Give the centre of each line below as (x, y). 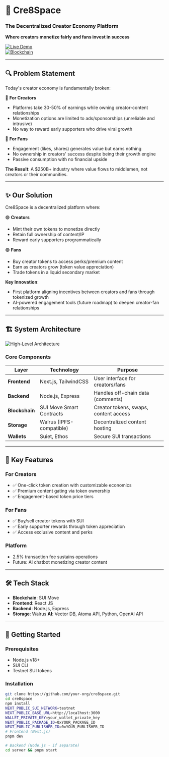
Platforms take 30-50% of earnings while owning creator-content (80, 107)
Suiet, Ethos (54, 437)
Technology (64, 370)
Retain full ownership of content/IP (48, 235)
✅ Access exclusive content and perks (53, 532)
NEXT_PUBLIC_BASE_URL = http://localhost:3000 (53, 713)
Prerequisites (22, 649)
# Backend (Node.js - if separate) (43, 746)
